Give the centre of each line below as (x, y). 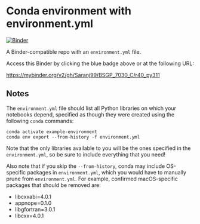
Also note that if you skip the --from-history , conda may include (86, 166)
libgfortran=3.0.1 (35, 209)
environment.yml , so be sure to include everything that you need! (86, 154)
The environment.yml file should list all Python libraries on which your (91, 108)
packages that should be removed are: (54, 185)
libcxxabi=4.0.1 (33, 197)
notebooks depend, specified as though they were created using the (90, 114)
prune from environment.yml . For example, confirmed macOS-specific (92, 179)
